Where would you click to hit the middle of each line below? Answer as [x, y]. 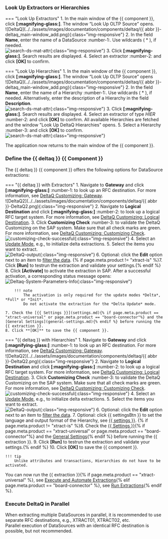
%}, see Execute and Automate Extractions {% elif [79, 480]
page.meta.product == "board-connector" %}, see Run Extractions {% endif [83, 485]
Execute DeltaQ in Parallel [37, 504]
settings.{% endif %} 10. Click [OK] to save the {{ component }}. [72, 447]
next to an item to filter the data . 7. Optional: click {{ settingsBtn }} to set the [83, 415]
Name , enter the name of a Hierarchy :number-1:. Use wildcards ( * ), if [79, 93]
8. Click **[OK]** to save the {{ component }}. [57, 330]
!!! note [23, 290]
